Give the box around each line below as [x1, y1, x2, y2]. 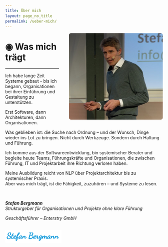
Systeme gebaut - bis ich [5, 78, 57, 84]
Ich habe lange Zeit [5, 73, 45, 79]
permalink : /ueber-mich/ [5, 19, 57, 24]
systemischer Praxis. [5, 175, 48, 181]
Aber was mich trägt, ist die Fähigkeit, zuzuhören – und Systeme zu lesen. [5, 181, 157, 187]
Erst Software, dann [5, 109, 46, 115]
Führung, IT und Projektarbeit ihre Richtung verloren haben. [5, 160, 128, 166]
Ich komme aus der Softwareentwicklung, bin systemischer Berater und [5, 150, 152, 156]
